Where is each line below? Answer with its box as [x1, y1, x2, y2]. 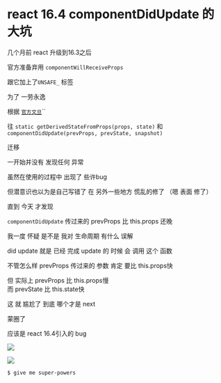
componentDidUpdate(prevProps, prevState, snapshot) [7, 130, 163, 136]
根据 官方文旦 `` [7, 107, 47, 116]
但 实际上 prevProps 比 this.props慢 [7, 276, 109, 284]
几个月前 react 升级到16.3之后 [7, 48, 92, 56]
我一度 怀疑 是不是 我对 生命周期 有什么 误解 [7, 231, 133, 240]
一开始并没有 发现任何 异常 [7, 157, 84, 166]
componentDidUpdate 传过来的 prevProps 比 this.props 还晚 [7, 217, 172, 225]
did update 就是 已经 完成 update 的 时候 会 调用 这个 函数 [7, 247, 172, 255]
